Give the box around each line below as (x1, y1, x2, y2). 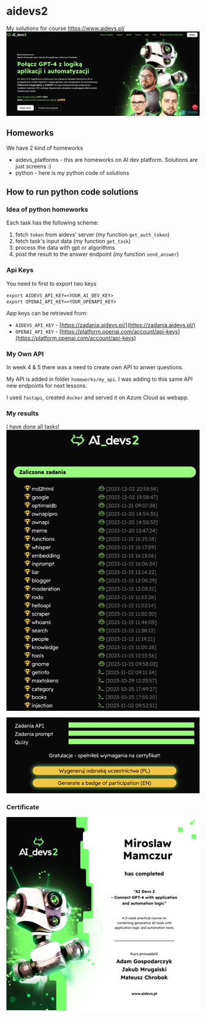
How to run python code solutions (6, 187, 139, 198)
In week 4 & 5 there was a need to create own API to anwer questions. (6, 364, 184, 371)
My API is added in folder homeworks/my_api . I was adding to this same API (6, 375, 193, 383)
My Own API (6, 350, 44, 358)
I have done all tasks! (6, 423, 60, 431)
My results (6, 409, 39, 418)
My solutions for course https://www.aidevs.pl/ (6, 25, 125, 32)
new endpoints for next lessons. (6, 382, 88, 390)
